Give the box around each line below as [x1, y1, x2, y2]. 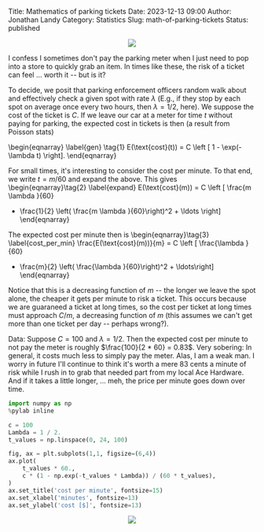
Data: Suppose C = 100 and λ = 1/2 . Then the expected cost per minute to [8, 334, 249, 343]
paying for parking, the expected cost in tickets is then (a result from [8, 119, 230, 128]
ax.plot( [8, 457, 37, 465]
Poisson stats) [8, 127, 54, 136]
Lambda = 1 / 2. [8, 428, 61, 436]
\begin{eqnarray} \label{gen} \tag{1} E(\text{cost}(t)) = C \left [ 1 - [8, 142, 220, 152]
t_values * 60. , [22, 464, 76, 473]
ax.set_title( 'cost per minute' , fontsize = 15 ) [8, 486, 163, 494]
